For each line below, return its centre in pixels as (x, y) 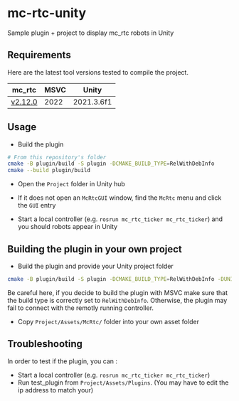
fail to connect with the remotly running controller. (81, 308)
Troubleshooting (45, 344)
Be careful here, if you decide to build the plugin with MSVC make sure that (117, 292)
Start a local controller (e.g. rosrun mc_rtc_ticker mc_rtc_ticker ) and (120, 219)
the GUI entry (37, 205)
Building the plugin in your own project (95, 249)
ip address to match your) (55, 390)
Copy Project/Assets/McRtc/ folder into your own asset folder (108, 321)
